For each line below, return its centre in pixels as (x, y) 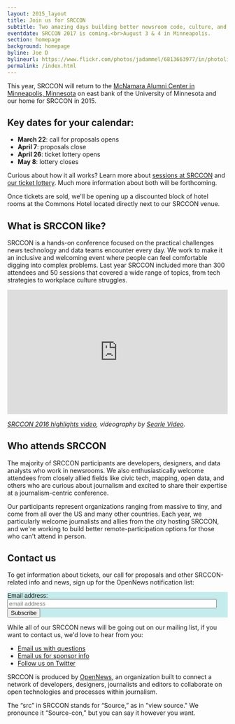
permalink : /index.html (42, 66)
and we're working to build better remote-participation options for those (111, 528)
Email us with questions (51, 648)
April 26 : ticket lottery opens (59, 154)
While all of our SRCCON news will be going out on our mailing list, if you (112, 627)
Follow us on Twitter (46, 664)
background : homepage (39, 46)
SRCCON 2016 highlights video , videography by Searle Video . (97, 424)
